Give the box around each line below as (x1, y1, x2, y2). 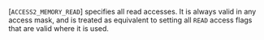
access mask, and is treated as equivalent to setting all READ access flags (8, 15, 253, 25)
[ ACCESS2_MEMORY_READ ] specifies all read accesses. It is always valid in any (8, 7, 257, 16)
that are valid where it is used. (8, 24, 110, 33)
